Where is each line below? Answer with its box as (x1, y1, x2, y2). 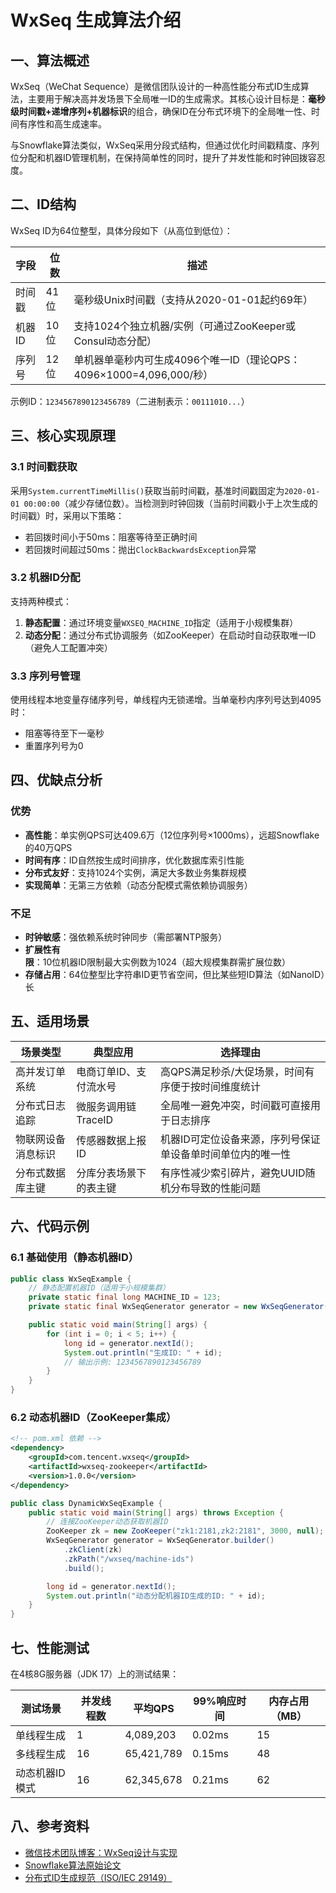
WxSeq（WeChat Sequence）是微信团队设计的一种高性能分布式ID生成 (10, 81, 301, 92)
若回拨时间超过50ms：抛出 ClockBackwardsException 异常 (24, 543, 257, 555)
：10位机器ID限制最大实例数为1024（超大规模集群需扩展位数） (33, 956, 292, 968)
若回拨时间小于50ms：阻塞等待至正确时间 (24, 531, 198, 543)
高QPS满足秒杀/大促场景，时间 (159, 1064, 305, 1078)
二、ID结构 (10, 196, 77, 213)
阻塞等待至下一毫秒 (24, 727, 105, 740)
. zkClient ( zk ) (63, 1545, 123, 1555)
